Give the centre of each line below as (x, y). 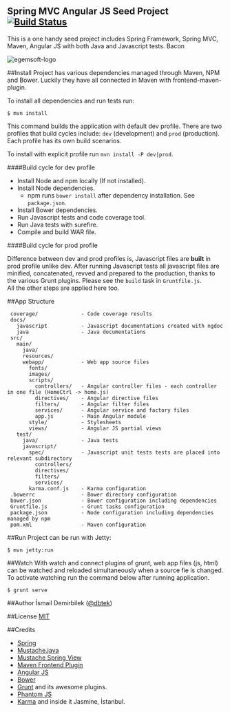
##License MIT (29, 616)
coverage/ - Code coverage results (81, 314)
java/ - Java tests (70, 440)
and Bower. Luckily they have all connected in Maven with (89, 80)
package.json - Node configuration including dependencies (112, 512)
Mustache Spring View (49, 658)
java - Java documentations (81, 332)
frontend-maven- (197, 80)
